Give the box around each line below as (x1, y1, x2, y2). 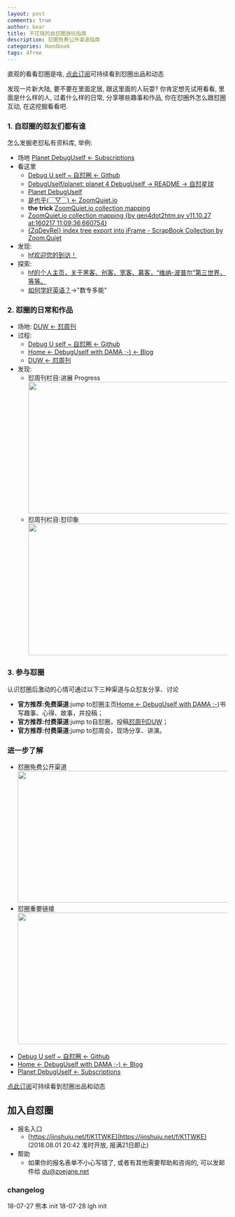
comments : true (7, 17, 52, 24)
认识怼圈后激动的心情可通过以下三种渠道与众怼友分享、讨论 (7, 685, 179, 693)
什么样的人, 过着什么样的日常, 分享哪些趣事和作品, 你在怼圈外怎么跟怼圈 (19, 93, 226, 102)
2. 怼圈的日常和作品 (7, 305, 73, 315)
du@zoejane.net (41, 1166, 90, 1176)
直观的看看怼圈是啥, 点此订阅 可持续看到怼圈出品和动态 (7, 69, 164, 78)
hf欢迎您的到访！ (27, 251, 78, 260)
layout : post (7, 10, 45, 18)
